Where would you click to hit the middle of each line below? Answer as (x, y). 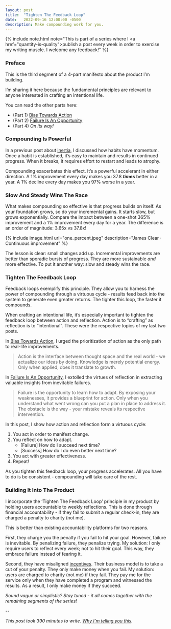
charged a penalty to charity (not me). (45, 517)
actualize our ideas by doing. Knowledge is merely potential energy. (89, 362)
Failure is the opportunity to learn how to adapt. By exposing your (87, 393)
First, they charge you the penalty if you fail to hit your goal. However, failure (86, 537)
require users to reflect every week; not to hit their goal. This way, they (80, 548)
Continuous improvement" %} (37, 243)
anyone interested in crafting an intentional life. (55, 95)
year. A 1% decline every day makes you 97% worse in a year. (70, 182)
